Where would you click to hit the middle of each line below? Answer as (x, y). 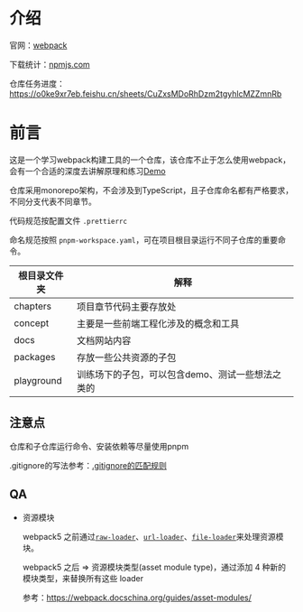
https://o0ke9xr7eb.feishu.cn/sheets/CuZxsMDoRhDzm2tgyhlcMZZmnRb (146, 93)
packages (35, 357)
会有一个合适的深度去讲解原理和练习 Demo (87, 171)
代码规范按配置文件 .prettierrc (69, 220)
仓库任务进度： (37, 83)
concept (32, 323)
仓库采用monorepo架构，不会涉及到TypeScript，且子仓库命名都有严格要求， (151, 190)
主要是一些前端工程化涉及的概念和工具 (158, 323)
